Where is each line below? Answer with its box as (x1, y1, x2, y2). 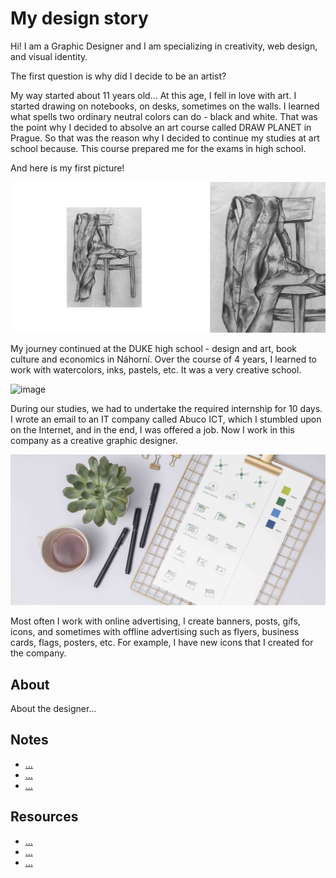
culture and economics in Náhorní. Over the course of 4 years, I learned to (10, 353, 317, 365)
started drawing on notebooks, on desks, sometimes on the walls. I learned (10, 100, 320, 112)
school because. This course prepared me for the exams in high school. (10, 142, 307, 154)
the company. (10, 647, 67, 659)
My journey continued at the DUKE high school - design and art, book (10, 342, 298, 354)
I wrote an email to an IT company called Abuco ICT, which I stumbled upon (10, 413, 322, 425)
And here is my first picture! (10, 162, 125, 174)
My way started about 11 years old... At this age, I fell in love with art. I (10, 89, 297, 101)
